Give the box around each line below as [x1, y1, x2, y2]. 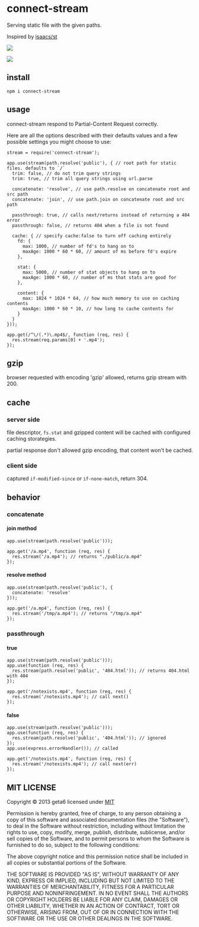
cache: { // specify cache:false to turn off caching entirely [12, 232, 171, 239]
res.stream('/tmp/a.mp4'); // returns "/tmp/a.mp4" [12, 611, 143, 617]
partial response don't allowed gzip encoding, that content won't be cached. [7, 447, 193, 454]
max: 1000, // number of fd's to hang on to [22, 243, 134, 249]
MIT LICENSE [7, 783, 57, 793]
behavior [7, 492, 41, 502]
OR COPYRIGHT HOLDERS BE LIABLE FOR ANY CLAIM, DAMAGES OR [7, 896, 178, 903]
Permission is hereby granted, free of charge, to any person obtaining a [7, 810, 181, 817]
